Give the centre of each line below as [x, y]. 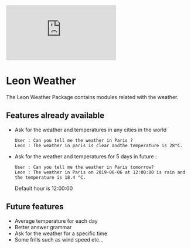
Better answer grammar [43, 227]
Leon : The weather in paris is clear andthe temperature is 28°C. [98, 145]
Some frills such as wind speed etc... [59, 239]
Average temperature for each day [56, 221]
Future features [35, 207]
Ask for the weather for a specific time [61, 233]
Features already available [55, 116]
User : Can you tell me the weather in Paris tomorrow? [84, 167]
